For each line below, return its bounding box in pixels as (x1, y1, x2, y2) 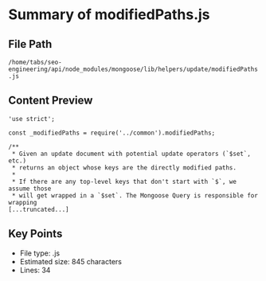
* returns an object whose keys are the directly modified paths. (11, 163, 237, 172)
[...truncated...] (8, 205, 69, 213)
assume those (8, 185, 52, 193)
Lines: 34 (19, 265, 51, 275)
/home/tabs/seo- (8, 58, 62, 66)
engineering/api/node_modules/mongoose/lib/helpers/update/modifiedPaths (8, 65, 259, 73)
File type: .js (19, 248, 61, 258)
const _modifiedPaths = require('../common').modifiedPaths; (8, 129, 216, 137)
